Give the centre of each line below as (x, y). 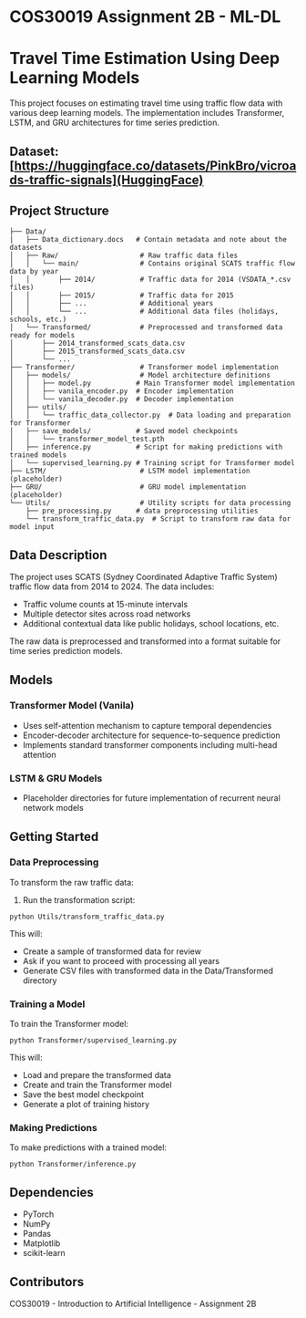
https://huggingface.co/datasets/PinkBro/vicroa (155, 166)
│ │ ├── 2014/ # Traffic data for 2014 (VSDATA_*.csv (150, 280)
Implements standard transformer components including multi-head (150, 744)
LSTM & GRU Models (56, 778)
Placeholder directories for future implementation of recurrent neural (151, 798)
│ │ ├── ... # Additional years (112, 304)
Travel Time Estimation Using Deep (145, 59)
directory (40, 980)
